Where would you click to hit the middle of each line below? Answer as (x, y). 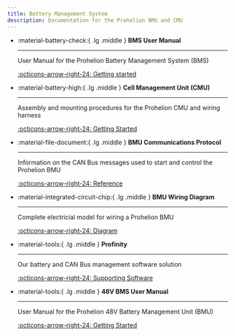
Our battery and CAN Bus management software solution (99, 264)
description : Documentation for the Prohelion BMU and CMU (95, 20)
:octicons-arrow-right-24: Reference (70, 183)
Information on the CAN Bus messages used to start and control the (115, 162)
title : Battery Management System (58, 14)
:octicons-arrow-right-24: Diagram (67, 230)
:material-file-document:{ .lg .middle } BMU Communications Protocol (119, 142)
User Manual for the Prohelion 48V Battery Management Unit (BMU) (115, 311)
